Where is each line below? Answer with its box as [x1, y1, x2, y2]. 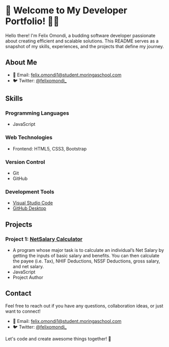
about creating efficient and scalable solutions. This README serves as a [5, 38, 159, 44]
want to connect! [5, 308, 41, 314]
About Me [5, 58, 37, 67]
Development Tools [5, 188, 54, 195]
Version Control [5, 158, 45, 165]
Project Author [12, 274, 43, 280]
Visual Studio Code [12, 200, 53, 206]
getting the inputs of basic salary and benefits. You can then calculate [12, 253, 159, 259]
